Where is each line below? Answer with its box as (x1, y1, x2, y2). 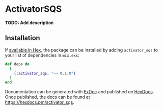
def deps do (5, 61, 29, 67)
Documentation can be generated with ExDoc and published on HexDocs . (5, 89, 154, 95)
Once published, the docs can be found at (5, 94, 90, 100)
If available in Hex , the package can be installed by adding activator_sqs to (5, 47, 158, 53)
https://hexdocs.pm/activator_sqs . (5, 99, 75, 105)
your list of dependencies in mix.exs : (5, 52, 80, 58)
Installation (5, 34, 40, 42)
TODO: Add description (5, 20, 54, 26)
